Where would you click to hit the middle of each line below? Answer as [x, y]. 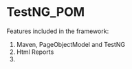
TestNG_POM [46, 12]
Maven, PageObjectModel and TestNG [70, 44]
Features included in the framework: [58, 31]
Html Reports [35, 52]
